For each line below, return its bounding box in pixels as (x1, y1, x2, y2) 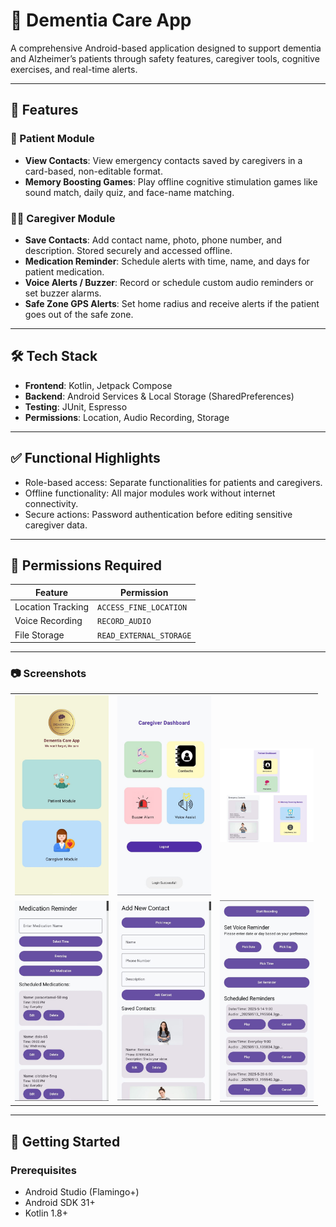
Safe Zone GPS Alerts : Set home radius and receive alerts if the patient (24, 297, 320, 309)
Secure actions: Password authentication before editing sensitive (24, 508, 293, 520)
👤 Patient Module (10, 132, 95, 146)
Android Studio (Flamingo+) (24, 1185, 140, 1198)
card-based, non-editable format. (24, 165, 163, 177)
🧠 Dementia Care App (10, 9, 192, 32)
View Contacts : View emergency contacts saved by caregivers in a (24, 154, 303, 166)
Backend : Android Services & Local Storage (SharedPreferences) (24, 390, 295, 402)
